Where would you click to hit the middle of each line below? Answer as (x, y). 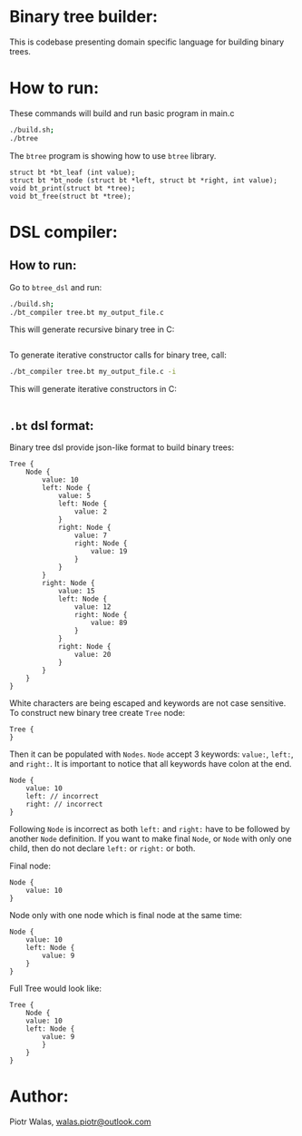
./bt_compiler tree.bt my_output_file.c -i (93, 372)
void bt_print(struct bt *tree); (73, 188)
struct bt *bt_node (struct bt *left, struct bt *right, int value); (144, 180)
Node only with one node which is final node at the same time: (126, 916)
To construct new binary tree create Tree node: (97, 713)
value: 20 (93, 655)
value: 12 (93, 607)
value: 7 (90, 536)
